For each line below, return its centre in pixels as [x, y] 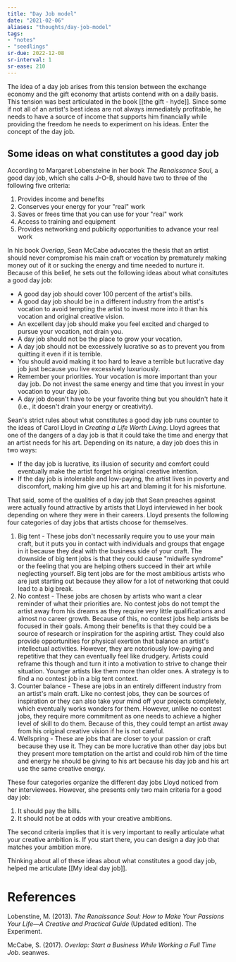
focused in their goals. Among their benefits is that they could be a [114, 626]
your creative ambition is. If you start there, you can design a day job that [113, 840]
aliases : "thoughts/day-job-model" [60, 27]
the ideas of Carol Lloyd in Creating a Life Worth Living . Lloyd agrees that [114, 428]
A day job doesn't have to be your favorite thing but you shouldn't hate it [123, 399]
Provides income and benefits [61, 199]
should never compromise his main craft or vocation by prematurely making [117, 258]
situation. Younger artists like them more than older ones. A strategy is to [123, 671]
